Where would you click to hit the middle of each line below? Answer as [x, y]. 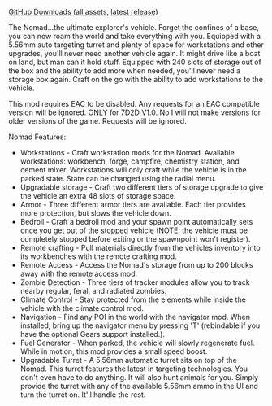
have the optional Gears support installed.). [92, 334]
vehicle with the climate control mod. [82, 308]
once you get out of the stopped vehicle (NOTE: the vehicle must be [134, 230]
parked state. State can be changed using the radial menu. [118, 179]
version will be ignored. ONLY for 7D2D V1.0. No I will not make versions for [135, 112]
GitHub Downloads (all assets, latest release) [83, 12]
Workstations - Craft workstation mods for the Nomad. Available [127, 153]
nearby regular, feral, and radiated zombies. [93, 291]
